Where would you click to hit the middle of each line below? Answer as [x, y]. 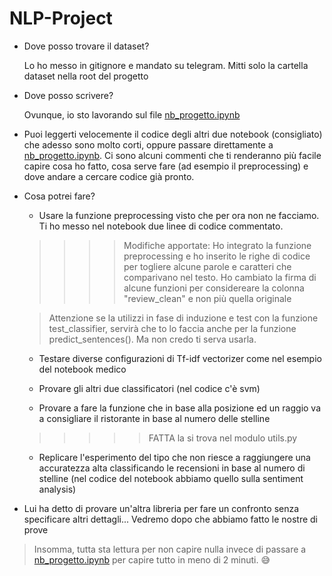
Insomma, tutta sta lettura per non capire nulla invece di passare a [170, 549]
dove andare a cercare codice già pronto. [109, 176]
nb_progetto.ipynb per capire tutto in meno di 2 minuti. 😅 [152, 559]
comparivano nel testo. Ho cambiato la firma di [220, 277]
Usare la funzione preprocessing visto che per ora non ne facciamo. [179, 215]
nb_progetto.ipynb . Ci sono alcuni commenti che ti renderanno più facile [172, 155]
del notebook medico [82, 369]
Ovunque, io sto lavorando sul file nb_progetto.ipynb [132, 114]
